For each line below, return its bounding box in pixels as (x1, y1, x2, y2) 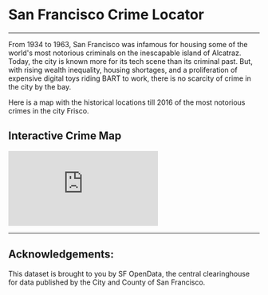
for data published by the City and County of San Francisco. (8, 277, 206, 287)
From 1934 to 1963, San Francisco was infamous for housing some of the (8, 39, 249, 49)
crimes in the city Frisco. (8, 106, 89, 115)
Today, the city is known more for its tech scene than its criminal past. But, (8, 56, 253, 66)
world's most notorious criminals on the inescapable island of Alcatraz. (8, 48, 242, 58)
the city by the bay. (8, 82, 72, 91)
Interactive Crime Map (8, 130, 122, 143)
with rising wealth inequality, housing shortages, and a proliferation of (8, 65, 238, 74)
